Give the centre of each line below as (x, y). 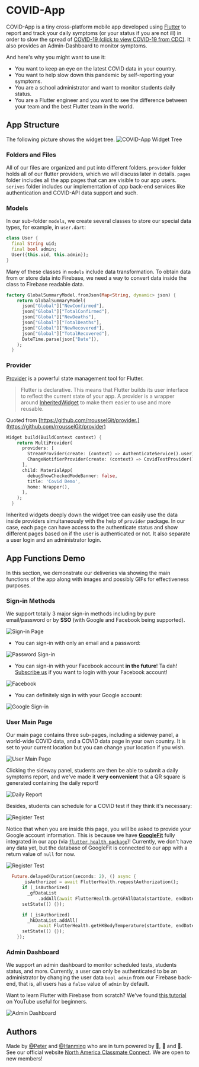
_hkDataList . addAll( (53, 920)
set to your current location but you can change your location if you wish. (96, 747)
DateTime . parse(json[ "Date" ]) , (60, 339)
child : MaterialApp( (47, 470)
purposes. (19, 585)
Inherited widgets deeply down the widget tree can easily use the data (92, 515)
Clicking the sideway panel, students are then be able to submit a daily (92, 771)
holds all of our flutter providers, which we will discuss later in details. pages (98, 174)
